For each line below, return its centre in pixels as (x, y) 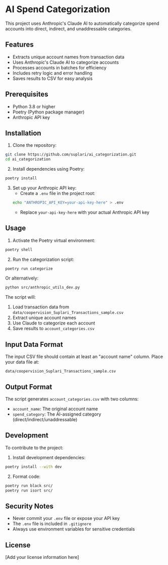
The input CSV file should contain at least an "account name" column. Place (84, 357)
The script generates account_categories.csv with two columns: (72, 399)
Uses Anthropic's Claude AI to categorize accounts (66, 62)
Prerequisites (27, 94)
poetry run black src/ (29, 486)
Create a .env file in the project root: (58, 193)
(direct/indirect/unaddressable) (45, 419)
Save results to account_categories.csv (53, 329)
